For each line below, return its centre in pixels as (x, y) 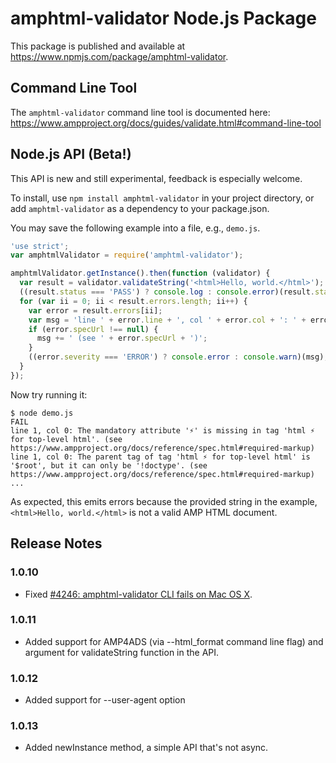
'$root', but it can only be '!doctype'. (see (109, 465)
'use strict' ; (40, 246)
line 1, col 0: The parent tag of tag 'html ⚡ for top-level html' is (160, 457)
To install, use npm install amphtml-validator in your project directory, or (162, 198)
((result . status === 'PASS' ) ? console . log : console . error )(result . (167, 292)
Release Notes (56, 543)
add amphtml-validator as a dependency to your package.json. (140, 208)
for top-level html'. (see (66, 439)
